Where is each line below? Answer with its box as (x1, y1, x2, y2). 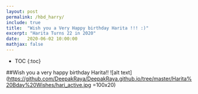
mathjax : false (6, 42, 44, 48)
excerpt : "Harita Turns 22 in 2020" (6, 31, 96, 36)
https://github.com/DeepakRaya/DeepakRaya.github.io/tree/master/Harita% (8, 75, 192, 82)
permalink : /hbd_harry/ (6, 14, 65, 20)
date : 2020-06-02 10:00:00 (6, 36, 78, 42)
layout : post (6, 8, 38, 15)
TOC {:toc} (14, 57, 41, 65)
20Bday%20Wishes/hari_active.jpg (6, 81, 91, 88)
